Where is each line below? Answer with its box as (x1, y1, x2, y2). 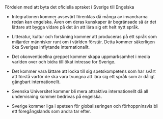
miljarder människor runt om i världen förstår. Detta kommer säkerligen (11, 39, 155, 45)
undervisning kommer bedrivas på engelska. (11, 93, 102, 99)
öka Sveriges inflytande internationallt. (11, 44, 90, 50)
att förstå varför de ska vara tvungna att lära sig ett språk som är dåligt (11, 74, 155, 79)
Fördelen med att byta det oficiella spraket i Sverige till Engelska (4, 4, 135, 10)
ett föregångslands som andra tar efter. (11, 108, 91, 114)
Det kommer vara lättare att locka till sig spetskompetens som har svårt (11, 68, 156, 74)
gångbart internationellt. (11, 79, 61, 85)
